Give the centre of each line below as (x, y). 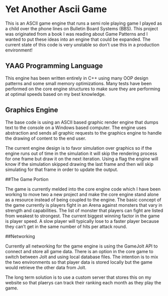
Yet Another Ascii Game (56, 9)
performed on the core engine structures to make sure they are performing (83, 89)
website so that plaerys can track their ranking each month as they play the (83, 282)
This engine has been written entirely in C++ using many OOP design (77, 78)
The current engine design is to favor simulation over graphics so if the (79, 148)
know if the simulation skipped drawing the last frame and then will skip (79, 164)
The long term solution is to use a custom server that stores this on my (78, 277)
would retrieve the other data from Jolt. (46, 267)
